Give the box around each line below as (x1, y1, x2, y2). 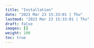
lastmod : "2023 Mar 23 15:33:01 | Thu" (5, 16, 90, 21)
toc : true (5, 35, 26, 40)
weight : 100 (5, 30, 30, 35)
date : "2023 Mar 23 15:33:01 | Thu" (5, 12, 83, 17)
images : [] (5, 26, 28, 31)
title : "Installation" (5, 7, 53, 12)
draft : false (5, 21, 33, 26)
